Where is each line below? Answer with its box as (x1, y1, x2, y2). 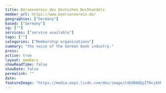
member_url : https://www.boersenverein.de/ (5, 12, 96, 17)
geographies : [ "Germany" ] (5, 16, 58, 21)
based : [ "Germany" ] (5, 21, 45, 26)
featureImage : (5, 80, 35, 85)
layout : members (5, 58, 39, 62)
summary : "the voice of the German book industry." (5, 44, 114, 49)
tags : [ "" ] (5, 35, 28, 40)
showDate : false (5, 67, 39, 72)
